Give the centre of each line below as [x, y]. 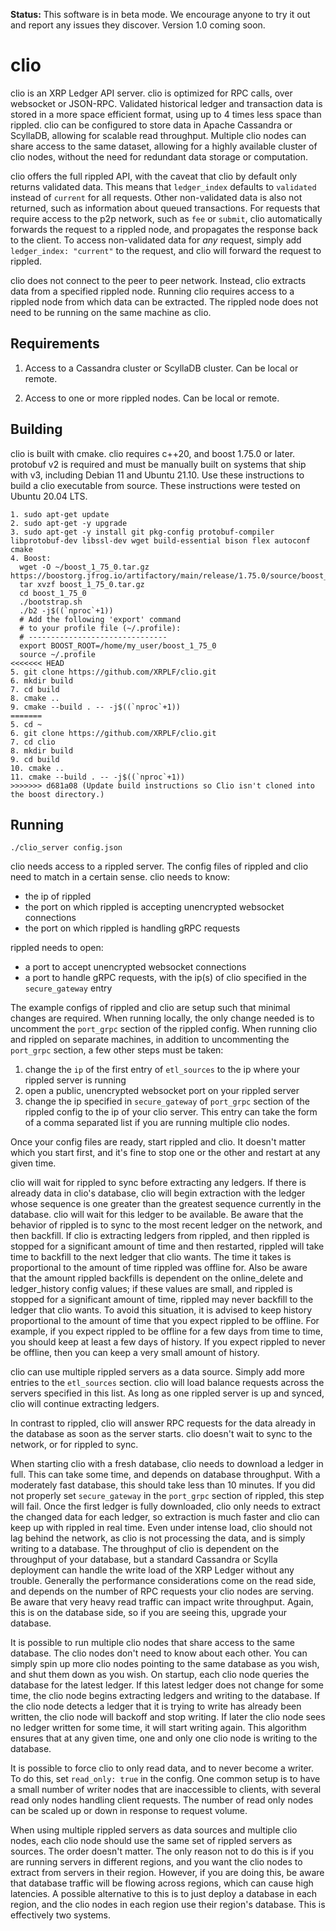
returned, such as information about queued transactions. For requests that [165, 208]
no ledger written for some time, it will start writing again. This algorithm [158, 1728]
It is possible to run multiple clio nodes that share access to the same [152, 1643]
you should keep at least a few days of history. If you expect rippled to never [168, 1342]
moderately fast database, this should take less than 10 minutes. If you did [163, 1485]
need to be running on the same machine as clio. [111, 312]
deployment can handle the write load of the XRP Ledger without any [152, 1570]
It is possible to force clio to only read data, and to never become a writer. [162, 1768]
